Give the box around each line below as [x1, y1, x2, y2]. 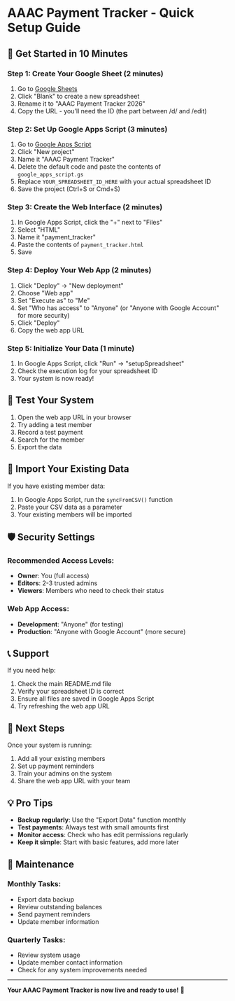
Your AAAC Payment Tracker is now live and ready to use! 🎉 [7, 986, 185, 995]
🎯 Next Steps [7, 722, 65, 734]
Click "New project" [17, 148, 75, 156]
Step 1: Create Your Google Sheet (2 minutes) [7, 69, 164, 78]
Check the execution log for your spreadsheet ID [17, 367, 158, 375]
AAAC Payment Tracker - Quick [7, 5, 194, 21]
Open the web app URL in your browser [17, 413, 131, 421]
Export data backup [17, 895, 75, 904]
